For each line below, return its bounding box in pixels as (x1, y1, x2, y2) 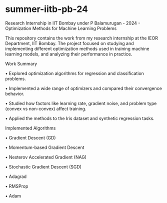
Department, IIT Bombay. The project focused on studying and (5, 40, 134, 46)
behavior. (5, 90, 24, 96)
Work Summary (5, 60, 37, 66)
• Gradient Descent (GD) (5, 134, 56, 140)
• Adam (5, 192, 21, 198)
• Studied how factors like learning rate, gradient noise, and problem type (5, 100, 157, 106)
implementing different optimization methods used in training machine (5, 45, 149, 51)
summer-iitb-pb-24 (5, 3, 88, 15)
